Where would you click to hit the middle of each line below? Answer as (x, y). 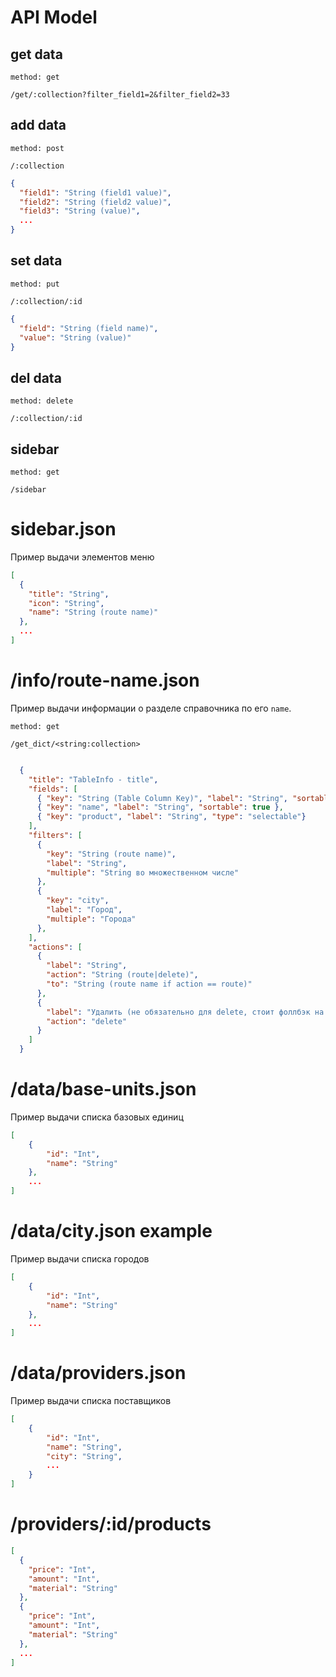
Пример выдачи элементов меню (82, 557)
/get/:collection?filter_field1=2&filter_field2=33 (120, 95)
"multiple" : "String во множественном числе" (143, 872)
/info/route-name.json (105, 680)
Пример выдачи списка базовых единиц (97, 1117)
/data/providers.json (98, 1373)
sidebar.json (63, 529)
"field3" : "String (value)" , (80, 211)
